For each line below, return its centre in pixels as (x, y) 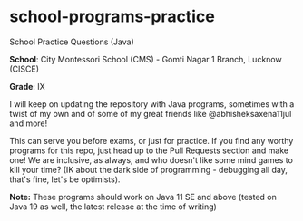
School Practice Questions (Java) (72, 42)
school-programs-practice (112, 17)
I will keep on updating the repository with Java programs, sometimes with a (152, 104)
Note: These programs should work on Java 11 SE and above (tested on (143, 197)
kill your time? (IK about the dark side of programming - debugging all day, (148, 169)
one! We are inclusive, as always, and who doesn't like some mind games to (151, 159)
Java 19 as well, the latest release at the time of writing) (113, 207)
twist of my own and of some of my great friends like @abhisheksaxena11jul (151, 113)
